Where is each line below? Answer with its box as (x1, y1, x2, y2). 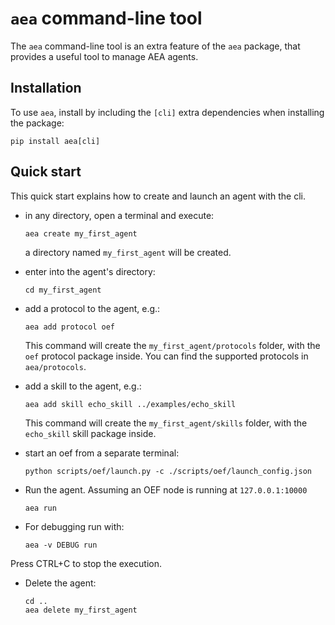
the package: (10, 117, 65, 129)
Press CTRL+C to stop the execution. (10, 557, 163, 569)
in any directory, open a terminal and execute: (24, 209, 215, 221)
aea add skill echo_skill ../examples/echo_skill (24, 399, 237, 409)
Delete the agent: (24, 577, 97, 589)
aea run (24, 503, 57, 513)
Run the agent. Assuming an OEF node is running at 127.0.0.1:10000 (24, 483, 308, 496)
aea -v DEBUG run (24, 540, 98, 550)
